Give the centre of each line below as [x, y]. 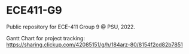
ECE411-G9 [34, 10]
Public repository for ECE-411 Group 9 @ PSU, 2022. [71, 27]
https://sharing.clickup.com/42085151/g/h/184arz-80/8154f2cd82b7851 [95, 45]
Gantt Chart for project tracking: [46, 38]
